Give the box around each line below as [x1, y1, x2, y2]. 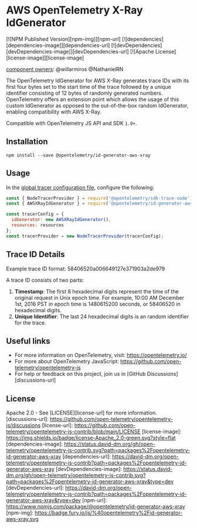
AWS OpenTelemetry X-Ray [6, 4, 143, 17]
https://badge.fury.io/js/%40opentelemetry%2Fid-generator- [34, 509, 183, 516]
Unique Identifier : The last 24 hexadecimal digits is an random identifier [14, 313, 189, 320]
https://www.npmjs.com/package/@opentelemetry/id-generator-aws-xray [6, 503, 186, 510]
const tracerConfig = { [6, 211, 64, 218]
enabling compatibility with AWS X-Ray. [6, 108, 101, 115]
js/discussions [6, 422, 41, 429]
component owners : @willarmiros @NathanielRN [6, 65, 124, 72]
